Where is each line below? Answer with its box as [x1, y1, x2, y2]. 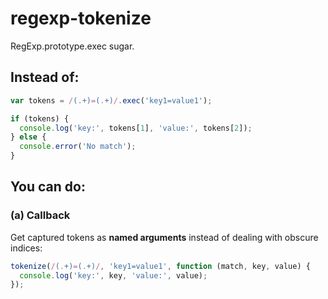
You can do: [10, 178, 86, 196]
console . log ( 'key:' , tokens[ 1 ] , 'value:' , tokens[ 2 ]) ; [19, 123, 253, 133]
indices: [10, 242, 43, 254]
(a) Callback [10, 208, 71, 222]
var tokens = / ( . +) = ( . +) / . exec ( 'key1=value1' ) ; [10, 95, 213, 106]
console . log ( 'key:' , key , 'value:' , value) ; [19, 270, 208, 281]
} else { [10, 132, 47, 142]
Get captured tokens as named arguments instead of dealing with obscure [10, 231, 319, 243]
